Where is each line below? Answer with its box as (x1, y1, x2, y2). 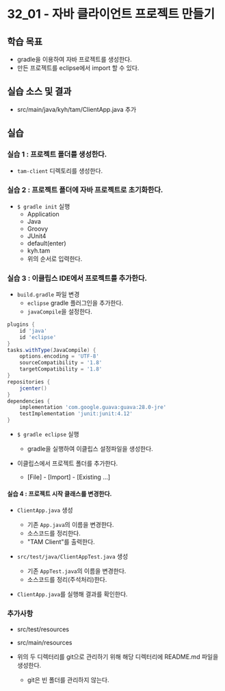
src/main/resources (16, 638, 72, 646)
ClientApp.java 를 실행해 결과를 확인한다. (16, 590, 128, 598)
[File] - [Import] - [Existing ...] (27, 473, 111, 481)
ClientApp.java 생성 (16, 506, 73, 515)
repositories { (7, 378, 51, 385)
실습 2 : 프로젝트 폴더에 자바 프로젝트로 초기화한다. (7, 185, 163, 195)
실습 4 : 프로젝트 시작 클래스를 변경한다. (7, 489, 112, 497)
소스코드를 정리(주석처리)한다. (27, 576, 107, 584)
